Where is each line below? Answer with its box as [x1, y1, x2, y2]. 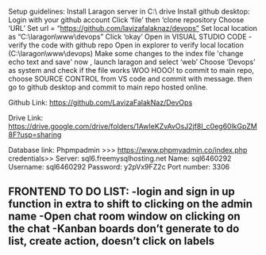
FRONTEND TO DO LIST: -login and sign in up [8, 185, 236, 199]
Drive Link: [8, 113, 44, 122]
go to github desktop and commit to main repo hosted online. [8, 82, 208, 92]
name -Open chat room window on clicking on [8, 210, 241, 223]
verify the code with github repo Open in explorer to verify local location [8, 40, 245, 50]
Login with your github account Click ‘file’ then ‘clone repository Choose [8, 15, 245, 25]
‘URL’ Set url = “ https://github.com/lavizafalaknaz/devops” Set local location [8, 24, 258, 32]
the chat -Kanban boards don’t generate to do [8, 222, 240, 236]
